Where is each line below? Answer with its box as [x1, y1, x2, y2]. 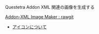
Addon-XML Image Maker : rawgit [5, 14, 74, 19]
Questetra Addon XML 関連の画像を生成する [5, 4, 95, 10]
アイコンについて [12, 24, 47, 30]
